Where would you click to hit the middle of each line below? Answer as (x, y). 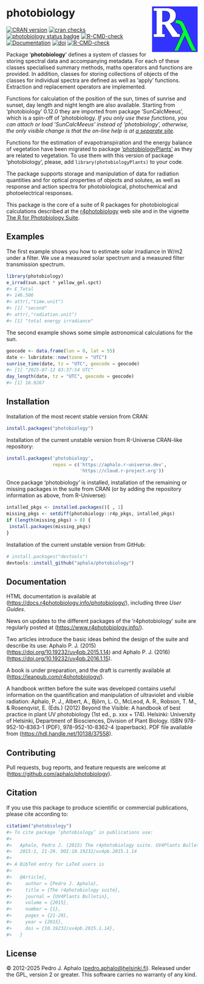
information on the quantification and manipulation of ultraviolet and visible (100, 695)
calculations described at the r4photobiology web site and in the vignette (98, 211)
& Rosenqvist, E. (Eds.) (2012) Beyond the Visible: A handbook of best (93, 708)
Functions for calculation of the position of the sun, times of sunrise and (96, 98)
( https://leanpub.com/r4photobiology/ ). (55, 677)
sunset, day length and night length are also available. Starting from (91, 105)
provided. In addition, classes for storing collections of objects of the (92, 73)
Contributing (31, 753)
